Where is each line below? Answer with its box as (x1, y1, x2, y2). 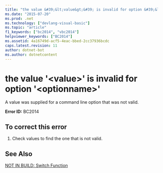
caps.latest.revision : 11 (5, 43, 57, 48)
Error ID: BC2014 (5, 109, 39, 114)
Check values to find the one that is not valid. (12, 136, 103, 142)
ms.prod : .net (5, 16, 34, 21)
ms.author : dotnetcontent (5, 52, 57, 57)
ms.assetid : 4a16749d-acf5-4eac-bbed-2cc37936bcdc (5, 39, 110, 44)
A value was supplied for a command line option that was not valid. (5, 99, 139, 105)
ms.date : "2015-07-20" (5, 12, 51, 16)
